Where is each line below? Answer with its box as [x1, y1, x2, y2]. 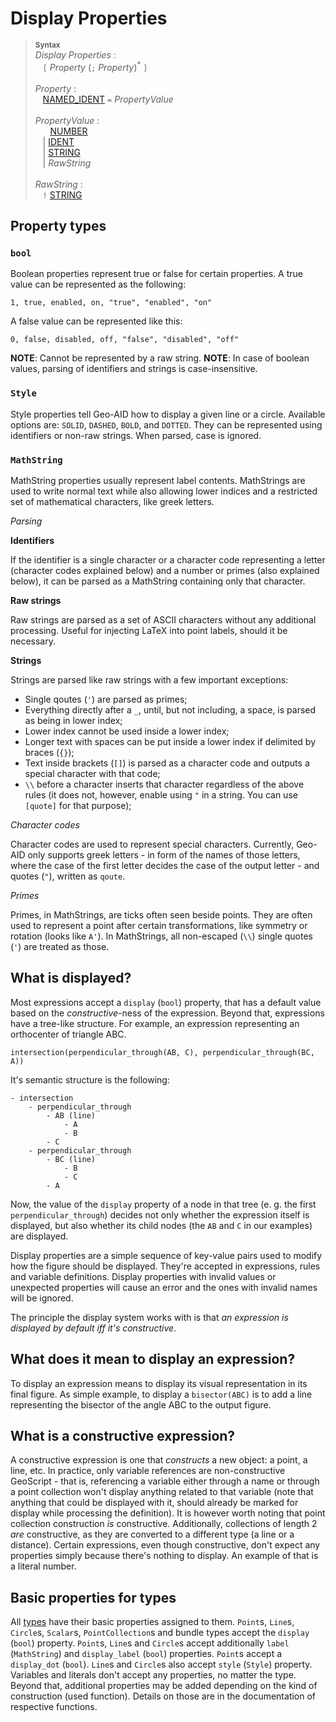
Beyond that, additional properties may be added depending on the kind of [10, 1680, 318, 1692]
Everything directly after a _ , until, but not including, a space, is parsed [24, 703, 317, 716]
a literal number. [10, 1560, 77, 1572]
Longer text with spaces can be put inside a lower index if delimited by [24, 735, 317, 747]
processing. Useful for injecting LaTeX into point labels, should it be [10, 624, 288, 636]
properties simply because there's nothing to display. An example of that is [10, 1550, 319, 1562]
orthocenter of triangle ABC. [10, 1028, 127, 1040]
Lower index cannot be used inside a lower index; [24, 725, 230, 737]
